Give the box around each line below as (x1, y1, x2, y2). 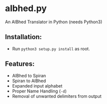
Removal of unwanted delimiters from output (12, 93, 102, 99)
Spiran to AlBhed (12, 78, 46, 84)
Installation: (5, 33, 42, 41)
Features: (5, 60, 35, 68)
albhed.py (5, 3, 47, 14)
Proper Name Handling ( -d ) (12, 88, 67, 94)
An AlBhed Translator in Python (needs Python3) (5, 19, 103, 25)
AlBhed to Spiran (12, 73, 46, 78)
